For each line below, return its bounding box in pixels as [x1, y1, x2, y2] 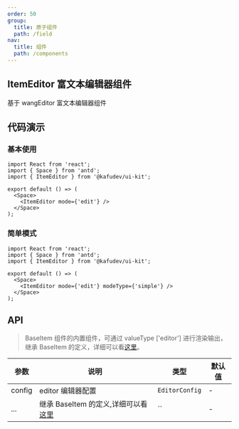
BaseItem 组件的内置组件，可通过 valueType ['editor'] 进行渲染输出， [24, 334, 227, 342]
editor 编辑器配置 [38, 386, 97, 396]
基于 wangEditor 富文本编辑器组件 [7, 98, 107, 107]
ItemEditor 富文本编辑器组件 [7, 78, 132, 90]
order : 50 [7, 10, 37, 18]
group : [7, 17, 27, 24]
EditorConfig [157, 386, 201, 395]
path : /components [14, 51, 69, 58]
